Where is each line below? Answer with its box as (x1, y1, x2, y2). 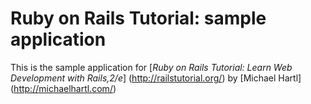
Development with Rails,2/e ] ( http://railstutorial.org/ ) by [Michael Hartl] (10, 72, 302, 84)
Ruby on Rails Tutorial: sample (10, 7, 267, 30)
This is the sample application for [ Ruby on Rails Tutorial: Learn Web (10, 61, 293, 73)
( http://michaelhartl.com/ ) (10, 82, 117, 94)
